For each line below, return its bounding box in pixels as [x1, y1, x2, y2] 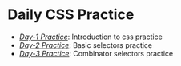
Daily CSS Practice [7, 6, 135, 24]
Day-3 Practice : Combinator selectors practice [18, 49, 174, 58]
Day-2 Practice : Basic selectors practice [18, 40, 153, 49]
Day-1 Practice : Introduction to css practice [18, 32, 163, 41]
